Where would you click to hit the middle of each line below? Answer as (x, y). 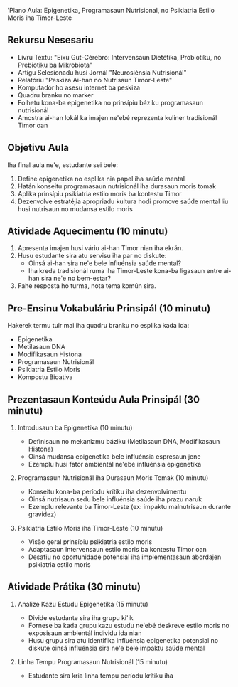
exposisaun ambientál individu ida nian (85, 633)
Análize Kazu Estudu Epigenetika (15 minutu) (83, 604)
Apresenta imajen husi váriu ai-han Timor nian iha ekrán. (100, 248)
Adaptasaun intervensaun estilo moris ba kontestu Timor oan (118, 550)
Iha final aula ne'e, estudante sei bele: (63, 165)
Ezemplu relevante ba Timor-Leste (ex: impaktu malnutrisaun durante (130, 507)
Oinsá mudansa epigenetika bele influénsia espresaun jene (114, 457)
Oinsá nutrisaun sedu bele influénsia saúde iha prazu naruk (115, 499)
